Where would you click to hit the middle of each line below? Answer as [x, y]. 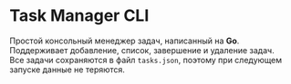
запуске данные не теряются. [68, 70]
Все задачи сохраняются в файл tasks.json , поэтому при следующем [146, 60]
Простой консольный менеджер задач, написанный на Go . [125, 41]
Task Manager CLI [79, 16]
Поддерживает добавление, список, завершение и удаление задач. [142, 50]
